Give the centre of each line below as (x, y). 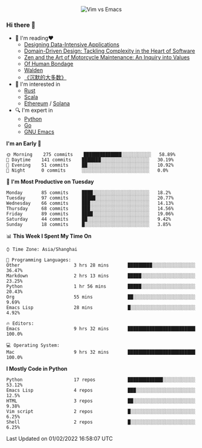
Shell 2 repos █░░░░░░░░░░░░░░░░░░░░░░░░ (101, 422)
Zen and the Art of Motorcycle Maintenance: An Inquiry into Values (107, 57)
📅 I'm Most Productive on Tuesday (50, 182)
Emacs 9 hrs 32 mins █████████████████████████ (101, 329)
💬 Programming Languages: (39, 260)
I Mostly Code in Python (37, 369)
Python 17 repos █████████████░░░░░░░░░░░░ (101, 380)
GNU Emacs (39, 132)
